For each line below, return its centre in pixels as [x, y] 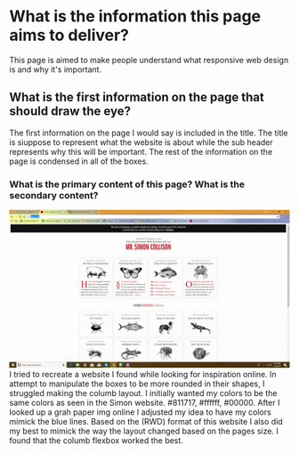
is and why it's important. [56, 69]
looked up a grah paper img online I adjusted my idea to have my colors [140, 412]
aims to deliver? [69, 35]
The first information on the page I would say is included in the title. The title [149, 133]
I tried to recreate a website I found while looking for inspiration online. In [143, 374]
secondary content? [54, 195]
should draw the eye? [70, 112]
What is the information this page [135, 16]
